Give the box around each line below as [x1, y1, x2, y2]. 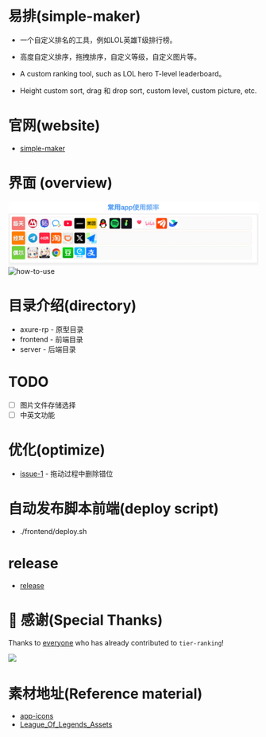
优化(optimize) [8, 441, 106, 458]
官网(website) [8, 117, 101, 135]
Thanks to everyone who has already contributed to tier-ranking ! [8, 638, 224, 647]
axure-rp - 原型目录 [19, 324, 84, 334]
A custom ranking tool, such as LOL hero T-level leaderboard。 [19, 68, 226, 78]
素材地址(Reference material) [8, 684, 203, 703]
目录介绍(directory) [8, 296, 137, 314]
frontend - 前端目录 [19, 334, 83, 344]
